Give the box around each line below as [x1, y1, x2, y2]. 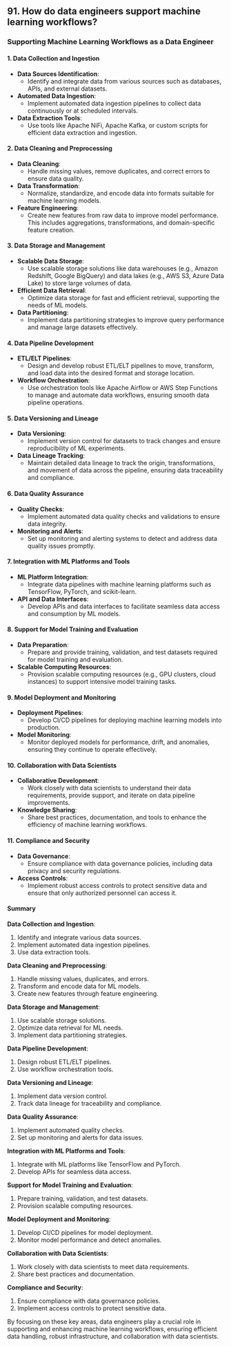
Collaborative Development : [17, 777, 100, 785]
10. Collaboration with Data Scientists [7, 761, 117, 770]
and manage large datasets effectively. [27, 323, 138, 331]
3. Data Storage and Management [7, 241, 106, 250]
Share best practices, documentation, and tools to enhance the [27, 813, 207, 821]
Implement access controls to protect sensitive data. [17, 1303, 167, 1312]
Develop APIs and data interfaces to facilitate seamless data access [27, 602, 221, 611]
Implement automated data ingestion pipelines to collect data [27, 99, 201, 107]
